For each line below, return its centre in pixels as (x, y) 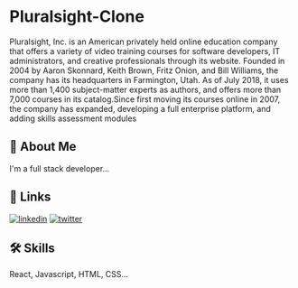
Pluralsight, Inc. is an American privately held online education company (144, 42)
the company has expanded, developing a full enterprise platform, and (140, 108)
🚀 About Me (43, 147)
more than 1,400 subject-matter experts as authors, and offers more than (145, 89)
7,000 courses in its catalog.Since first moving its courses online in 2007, (145, 99)
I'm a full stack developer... (60, 168)
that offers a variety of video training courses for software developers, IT (145, 51)
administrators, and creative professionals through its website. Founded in (147, 60)
